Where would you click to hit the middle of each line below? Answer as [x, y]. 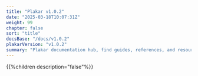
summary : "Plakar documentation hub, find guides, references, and [91, 50]
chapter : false [25, 28]
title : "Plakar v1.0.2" [35, 11]
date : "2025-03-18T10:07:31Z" [43, 17]
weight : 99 [19, 22]
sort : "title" [24, 34]
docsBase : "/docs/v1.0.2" [38, 39]
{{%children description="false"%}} [50, 67]
